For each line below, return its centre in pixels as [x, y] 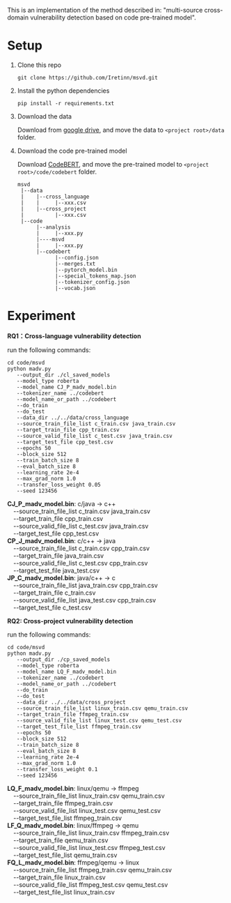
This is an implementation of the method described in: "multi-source [105, 10]
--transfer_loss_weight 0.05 [58, 485]
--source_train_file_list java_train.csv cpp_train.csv [86, 585]
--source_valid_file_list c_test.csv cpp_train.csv [81, 563]
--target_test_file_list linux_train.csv [64, 892]
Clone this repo [39, 65]
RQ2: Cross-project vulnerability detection [70, 621]
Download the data [44, 116]
